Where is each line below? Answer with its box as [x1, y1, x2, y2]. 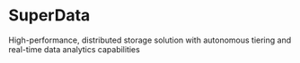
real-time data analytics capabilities [8, 43, 140, 54]
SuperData [8, 5, 91, 26]
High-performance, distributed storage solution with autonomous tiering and [8, 35, 292, 45]
